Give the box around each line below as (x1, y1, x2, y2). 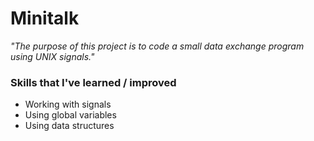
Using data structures (24, 120, 115, 132)
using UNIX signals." (10, 50, 95, 62)
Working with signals (24, 98, 112, 111)
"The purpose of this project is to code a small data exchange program (10, 40, 305, 52)
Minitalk (10, 7, 80, 30)
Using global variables (24, 109, 117, 121)
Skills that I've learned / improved (10, 75, 177, 89)
